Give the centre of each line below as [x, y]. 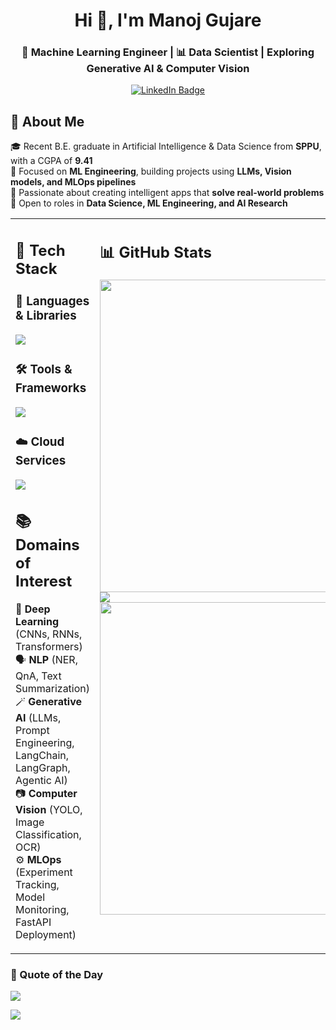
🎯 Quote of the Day [57, 975]
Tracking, [37, 885]
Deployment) [46, 935]
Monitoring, [42, 910]
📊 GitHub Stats [155, 252]
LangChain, [42, 756]
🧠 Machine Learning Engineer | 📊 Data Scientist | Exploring [168, 52]
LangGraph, [43, 768]
